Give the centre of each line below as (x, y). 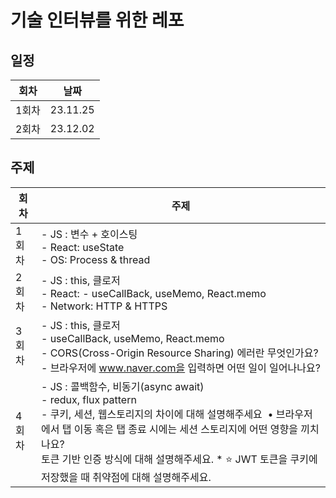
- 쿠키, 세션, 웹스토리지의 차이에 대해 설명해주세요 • (157, 414)
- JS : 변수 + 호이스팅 (89, 234)
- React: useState (82, 247)
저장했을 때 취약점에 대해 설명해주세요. (126, 477)
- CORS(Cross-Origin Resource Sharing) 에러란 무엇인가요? (179, 353)
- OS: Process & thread (95, 259)
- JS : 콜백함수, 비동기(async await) (122, 386)
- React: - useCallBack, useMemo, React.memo (153, 293)
